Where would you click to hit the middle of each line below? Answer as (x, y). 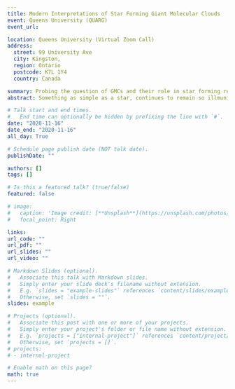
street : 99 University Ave (53, 53)
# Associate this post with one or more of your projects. (98, 323)
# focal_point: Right (42, 219)
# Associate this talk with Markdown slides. (78, 278)
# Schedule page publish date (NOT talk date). (78, 149)
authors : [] (24, 168)
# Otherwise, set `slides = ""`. (59, 297)
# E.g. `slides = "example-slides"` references (81, 291)
